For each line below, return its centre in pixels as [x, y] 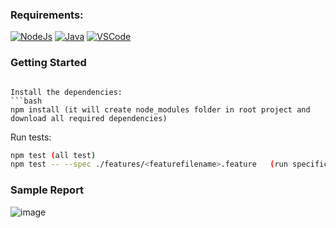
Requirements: [47, 15]
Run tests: [31, 137]
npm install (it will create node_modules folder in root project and [160, 109]
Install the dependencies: [66, 92]
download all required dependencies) [89, 118]
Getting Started [48, 63]
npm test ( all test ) [53, 155]
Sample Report [47, 190]
